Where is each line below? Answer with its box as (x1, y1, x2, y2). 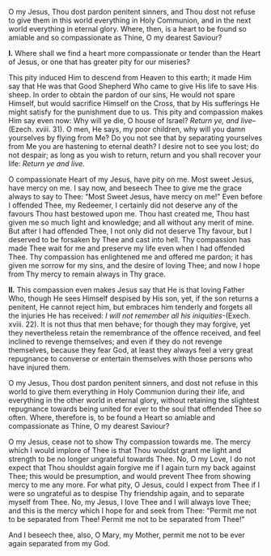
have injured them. (8, 362, 70, 372)
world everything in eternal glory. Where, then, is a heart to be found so (8, 24, 247, 33)
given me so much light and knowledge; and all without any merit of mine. (8, 218, 255, 227)
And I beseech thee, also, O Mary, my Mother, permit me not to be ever (8, 530, 245, 540)
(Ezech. (8, 125, 34, 134)
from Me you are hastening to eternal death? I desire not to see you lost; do (8, 142, 260, 151)
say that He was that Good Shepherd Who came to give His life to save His (8, 81, 257, 91)
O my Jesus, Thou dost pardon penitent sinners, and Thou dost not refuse (8, 7, 256, 16)
